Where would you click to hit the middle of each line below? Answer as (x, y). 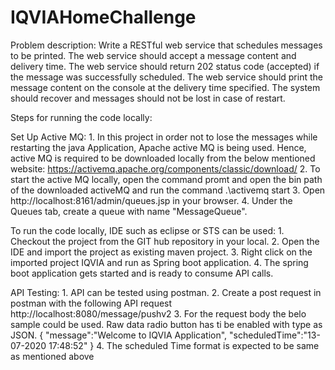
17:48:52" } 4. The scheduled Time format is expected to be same (184, 345)
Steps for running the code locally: (81, 117)
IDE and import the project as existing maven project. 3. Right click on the (161, 252)
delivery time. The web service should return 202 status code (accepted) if (165, 66)
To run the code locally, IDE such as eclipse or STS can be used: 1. (147, 230)
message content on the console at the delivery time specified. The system (165, 87)
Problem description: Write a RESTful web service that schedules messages (166, 45)
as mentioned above (52, 356)
